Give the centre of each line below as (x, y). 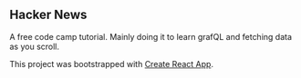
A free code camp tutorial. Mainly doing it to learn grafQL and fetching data (151, 36)
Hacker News (48, 15)
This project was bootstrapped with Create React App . (112, 63)
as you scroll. (35, 46)
